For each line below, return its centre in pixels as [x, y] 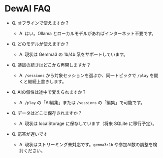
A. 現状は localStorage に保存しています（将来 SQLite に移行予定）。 [88, 123]
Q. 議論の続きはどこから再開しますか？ [51, 65]
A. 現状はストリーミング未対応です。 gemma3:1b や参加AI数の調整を [86, 144]
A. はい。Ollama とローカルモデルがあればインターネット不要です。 [87, 33]
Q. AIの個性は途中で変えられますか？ [49, 92]
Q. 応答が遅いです [30, 134]
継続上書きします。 [47, 81]
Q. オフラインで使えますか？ [40, 23]
